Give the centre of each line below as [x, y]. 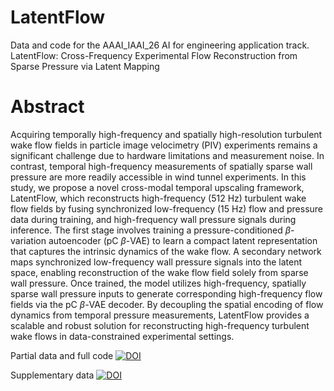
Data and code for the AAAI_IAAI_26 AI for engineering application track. [160, 45]
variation [28, 240]
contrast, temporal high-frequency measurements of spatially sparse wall [161, 166]
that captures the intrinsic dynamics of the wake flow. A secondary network [166, 251]
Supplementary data [52, 375]
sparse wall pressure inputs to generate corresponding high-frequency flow [166, 293]
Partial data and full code [62, 355]
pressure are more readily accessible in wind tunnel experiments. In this [158, 177]
